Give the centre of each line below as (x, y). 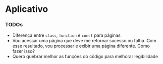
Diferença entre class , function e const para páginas (66, 35)
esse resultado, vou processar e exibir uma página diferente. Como (81, 46)
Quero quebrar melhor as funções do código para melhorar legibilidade (85, 57)
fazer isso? (24, 51)
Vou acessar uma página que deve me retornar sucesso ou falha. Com (84, 41)
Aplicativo (27, 9)
